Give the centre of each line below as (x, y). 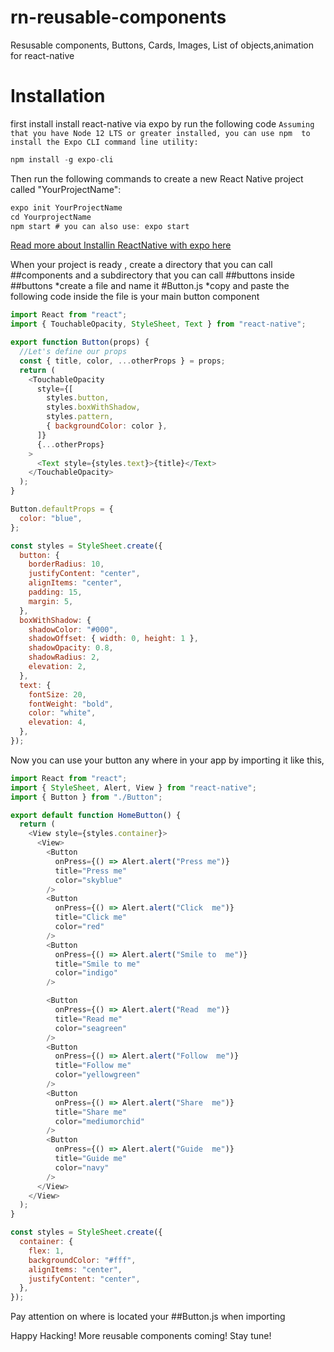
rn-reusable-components (118, 17)
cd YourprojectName (51, 217)
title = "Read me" (88, 1019)
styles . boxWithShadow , (93, 407)
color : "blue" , (51, 518)
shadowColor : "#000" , (73, 629)
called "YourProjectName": (66, 189)
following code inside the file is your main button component (135, 297)
